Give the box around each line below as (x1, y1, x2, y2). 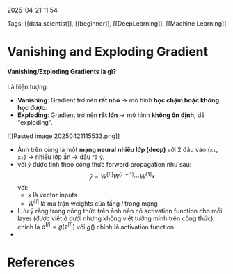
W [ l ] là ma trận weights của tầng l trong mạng (27, 198, 158, 208)
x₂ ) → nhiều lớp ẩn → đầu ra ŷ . (17, 153, 105, 161)
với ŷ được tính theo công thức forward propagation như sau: (17, 160, 192, 169)
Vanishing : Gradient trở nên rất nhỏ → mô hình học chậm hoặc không (17, 96, 220, 105)
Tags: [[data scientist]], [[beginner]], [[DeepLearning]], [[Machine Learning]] (7, 20, 227, 27)
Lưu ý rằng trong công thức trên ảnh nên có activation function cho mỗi (17, 206, 223, 215)
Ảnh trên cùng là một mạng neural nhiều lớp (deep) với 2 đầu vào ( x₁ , (17, 146, 218, 154)
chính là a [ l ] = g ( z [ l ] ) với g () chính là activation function (17, 221, 175, 231)
